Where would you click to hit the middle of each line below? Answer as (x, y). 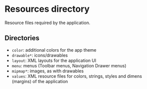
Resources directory (47, 9)
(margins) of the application (40, 81)
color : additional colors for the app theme (54, 50)
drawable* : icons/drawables (40, 55)
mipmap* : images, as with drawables (48, 71)
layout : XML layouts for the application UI (54, 60)
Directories (22, 38)
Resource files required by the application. (47, 23)
